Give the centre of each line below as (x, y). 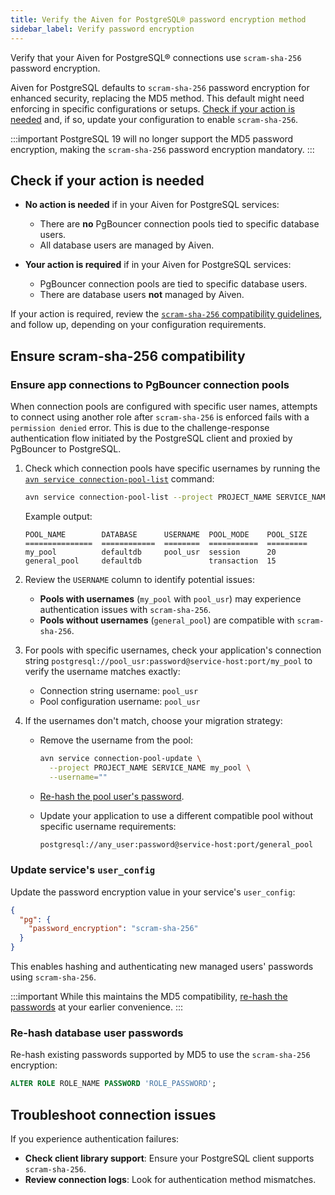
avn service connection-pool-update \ (120, 758)
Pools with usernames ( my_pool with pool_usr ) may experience (170, 598)
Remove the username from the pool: (116, 740)
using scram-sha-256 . (53, 977)
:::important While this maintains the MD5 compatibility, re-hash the (149, 997)
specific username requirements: (108, 826)
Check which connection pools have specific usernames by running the (172, 468)
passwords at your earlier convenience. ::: (97, 1007)
